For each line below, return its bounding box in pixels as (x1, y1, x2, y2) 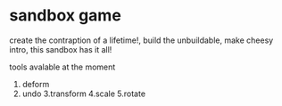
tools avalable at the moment (9, 61, 116, 72)
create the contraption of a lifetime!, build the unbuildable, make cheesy (9, 35, 274, 45)
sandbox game (9, 5, 122, 26)
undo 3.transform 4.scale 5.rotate (21, 88, 145, 99)
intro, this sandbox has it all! (9, 44, 112, 54)
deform (21, 78, 50, 89)
